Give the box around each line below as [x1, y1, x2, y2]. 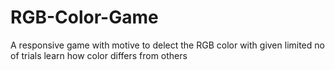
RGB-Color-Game [10, 6, 159, 29]
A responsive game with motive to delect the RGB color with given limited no [10, 39, 325, 51]
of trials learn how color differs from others [10, 49, 188, 61]
